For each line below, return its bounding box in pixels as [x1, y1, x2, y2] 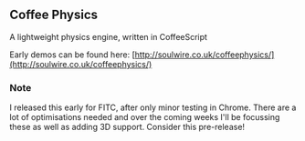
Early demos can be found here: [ [9, 49, 135, 60]
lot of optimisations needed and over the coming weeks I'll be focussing [9, 112, 280, 123]
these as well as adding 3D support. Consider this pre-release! [9, 122, 245, 133]
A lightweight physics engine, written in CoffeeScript [9, 31, 208, 42]
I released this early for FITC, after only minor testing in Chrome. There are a [9, 102, 297, 113]
